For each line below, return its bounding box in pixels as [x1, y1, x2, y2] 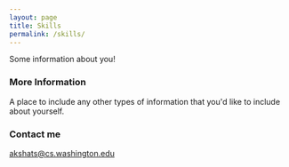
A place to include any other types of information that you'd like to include [9, 96, 281, 107]
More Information [9, 76, 86, 89]
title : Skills [9, 21, 62, 30]
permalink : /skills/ [9, 29, 86, 38]
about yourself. [9, 106, 65, 116]
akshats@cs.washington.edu [9, 147, 116, 158]
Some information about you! [9, 54, 116, 65]
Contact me [9, 128, 61, 140]
